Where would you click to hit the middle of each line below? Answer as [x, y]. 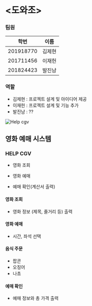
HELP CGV [18, 154]
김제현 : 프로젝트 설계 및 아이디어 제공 [50, 99]
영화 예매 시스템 [28, 139]
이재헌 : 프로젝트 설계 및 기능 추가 [45, 105]
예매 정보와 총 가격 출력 [36, 298]
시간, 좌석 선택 [27, 236]
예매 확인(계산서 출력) [34, 187]
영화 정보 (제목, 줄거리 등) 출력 [42, 211]
